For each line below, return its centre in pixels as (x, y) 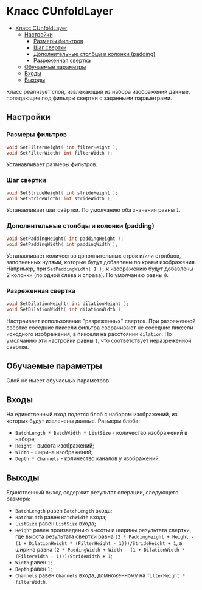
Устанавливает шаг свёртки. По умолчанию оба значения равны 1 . (93, 210)
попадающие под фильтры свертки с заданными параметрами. (89, 98)
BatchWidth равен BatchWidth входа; (61, 517)
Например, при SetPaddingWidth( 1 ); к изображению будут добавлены (100, 269)
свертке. (18, 347)
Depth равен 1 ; (33, 569)
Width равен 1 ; (33, 562)
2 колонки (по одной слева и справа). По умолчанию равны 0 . (88, 275)
